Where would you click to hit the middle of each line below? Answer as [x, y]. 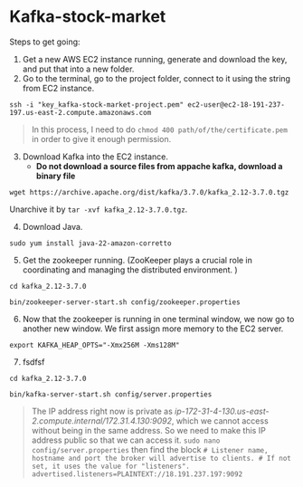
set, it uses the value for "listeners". [110, 466]
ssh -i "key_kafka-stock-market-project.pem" [96, 105]
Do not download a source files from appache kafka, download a [159, 166]
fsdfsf [33, 362]
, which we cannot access [220, 420]
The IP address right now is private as [102, 411]
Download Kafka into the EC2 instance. [95, 157]
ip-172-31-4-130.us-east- [222, 411]
